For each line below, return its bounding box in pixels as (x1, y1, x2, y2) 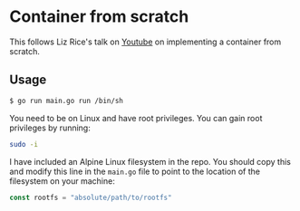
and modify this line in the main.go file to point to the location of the (9, 166, 261, 177)
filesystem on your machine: (9, 175, 115, 187)
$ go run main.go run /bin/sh (9, 96, 124, 105)
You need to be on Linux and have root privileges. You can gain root (9, 112, 263, 123)
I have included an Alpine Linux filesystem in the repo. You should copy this (9, 156, 292, 167)
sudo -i (9, 139, 39, 149)
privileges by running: (9, 122, 91, 133)
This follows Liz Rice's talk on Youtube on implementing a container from (9, 36, 282, 47)
